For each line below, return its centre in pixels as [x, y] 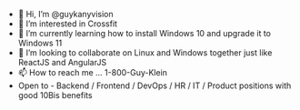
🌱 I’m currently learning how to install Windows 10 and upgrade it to [144, 33]
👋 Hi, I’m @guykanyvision [65, 14]
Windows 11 [40, 43]
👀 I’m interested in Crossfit [68, 24]
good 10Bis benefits [55, 95]
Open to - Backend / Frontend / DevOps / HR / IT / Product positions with [155, 85]
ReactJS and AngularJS [62, 62]
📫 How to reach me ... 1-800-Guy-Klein [93, 72]
